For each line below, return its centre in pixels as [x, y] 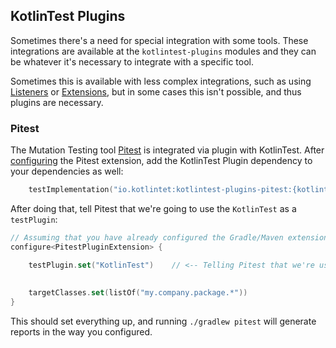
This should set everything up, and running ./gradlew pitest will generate [163, 321]
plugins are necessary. [57, 102]
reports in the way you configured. [81, 332]
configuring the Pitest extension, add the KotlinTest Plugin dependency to [161, 161]
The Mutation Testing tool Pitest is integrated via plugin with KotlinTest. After [167, 150]
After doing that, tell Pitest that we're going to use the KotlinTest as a [153, 208]
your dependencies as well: [67, 171]
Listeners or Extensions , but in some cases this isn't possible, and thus [156, 91]
